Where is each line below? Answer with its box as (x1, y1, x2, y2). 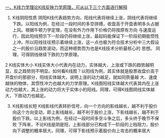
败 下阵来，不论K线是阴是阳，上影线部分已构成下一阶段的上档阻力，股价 (12, 122, 159, 127)
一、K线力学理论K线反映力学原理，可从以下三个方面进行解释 (5, 4, 128, 10)
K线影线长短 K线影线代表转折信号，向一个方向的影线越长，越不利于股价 (12, 103, 158, 109)
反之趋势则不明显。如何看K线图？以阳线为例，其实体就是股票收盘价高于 (13, 68, 159, 74)
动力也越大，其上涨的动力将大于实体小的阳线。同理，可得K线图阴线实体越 (5, 86, 155, 92)
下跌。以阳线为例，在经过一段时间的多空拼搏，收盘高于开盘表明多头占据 (12, 21, 159, 27)
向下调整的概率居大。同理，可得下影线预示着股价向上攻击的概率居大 (12, 128, 151, 134)
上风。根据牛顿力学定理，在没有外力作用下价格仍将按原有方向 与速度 (12, 27, 152, 33)
